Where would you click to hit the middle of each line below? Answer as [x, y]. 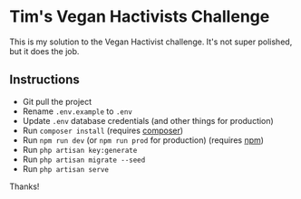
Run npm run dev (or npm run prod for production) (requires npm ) [143, 140]
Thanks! [24, 186]
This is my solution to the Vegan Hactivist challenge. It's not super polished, [151, 42]
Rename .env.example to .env [78, 111]
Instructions [44, 80]
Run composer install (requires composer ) [103, 130]
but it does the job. [44, 51]
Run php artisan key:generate [80, 149]
